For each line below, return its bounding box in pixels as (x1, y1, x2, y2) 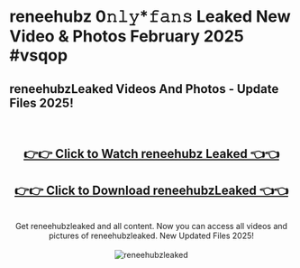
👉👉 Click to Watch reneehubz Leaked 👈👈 (23, 146, 279, 162)
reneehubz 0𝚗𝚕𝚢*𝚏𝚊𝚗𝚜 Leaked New (9, 6, 291, 27)
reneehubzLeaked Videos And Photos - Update (9, 81, 279, 97)
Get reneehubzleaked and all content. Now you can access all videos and (14, 221, 288, 232)
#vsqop (9, 45, 68, 66)
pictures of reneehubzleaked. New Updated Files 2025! (48, 230, 255, 241)
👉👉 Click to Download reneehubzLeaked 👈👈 (14, 182, 288, 198)
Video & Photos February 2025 (9, 26, 245, 47)
